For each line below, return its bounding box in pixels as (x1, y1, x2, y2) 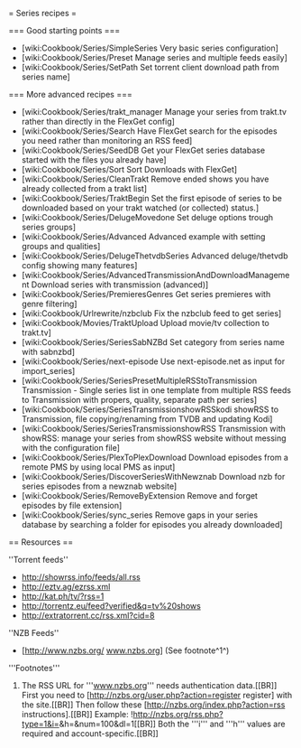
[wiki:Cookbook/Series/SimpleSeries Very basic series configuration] (21, 42, 278, 53)
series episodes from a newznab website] (21, 481, 178, 491)
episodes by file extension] (21, 500, 123, 510)
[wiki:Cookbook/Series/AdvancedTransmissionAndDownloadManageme (21, 270, 290, 280)
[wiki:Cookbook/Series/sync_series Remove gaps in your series (21, 510, 259, 520)
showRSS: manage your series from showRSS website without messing (21, 433, 287, 444)
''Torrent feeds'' (8, 555, 68, 565)
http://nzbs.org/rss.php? (132, 709, 223, 719)
